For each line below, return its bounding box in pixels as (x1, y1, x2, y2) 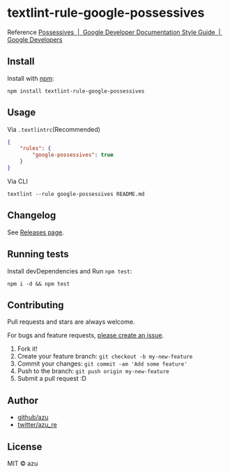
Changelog (7, 209, 56, 221)
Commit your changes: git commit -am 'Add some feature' (17, 359, 188, 368)
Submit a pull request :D (17, 375, 87, 383)
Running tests (7, 248, 70, 260)
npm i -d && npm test (7, 280, 70, 287)
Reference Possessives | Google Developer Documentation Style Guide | (7, 28, 221, 36)
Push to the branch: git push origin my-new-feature (17, 367, 169, 375)
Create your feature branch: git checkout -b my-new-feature (17, 352, 193, 361)
